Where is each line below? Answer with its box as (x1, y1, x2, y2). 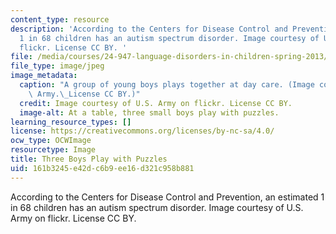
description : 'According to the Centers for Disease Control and (10, 24, 288, 34)
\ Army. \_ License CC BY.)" (28, 89, 141, 99)
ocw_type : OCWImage (10, 136, 92, 146)
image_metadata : (10, 71, 78, 81)
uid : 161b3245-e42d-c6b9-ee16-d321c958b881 (10, 163, 195, 173)
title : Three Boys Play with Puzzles (10, 154, 168, 164)
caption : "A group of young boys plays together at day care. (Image (19, 80, 315, 90)
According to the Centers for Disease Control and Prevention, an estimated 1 (10, 191, 325, 203)
